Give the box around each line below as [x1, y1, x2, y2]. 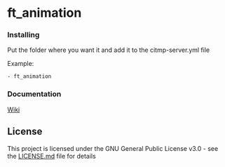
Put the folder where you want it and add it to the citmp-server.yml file [7, 46, 210, 54]
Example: [7, 60, 34, 68]
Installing [7, 30, 40, 40]
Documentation [7, 89, 62, 99]
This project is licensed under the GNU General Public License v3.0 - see [7, 144, 219, 152]
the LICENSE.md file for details [7, 152, 96, 160]
